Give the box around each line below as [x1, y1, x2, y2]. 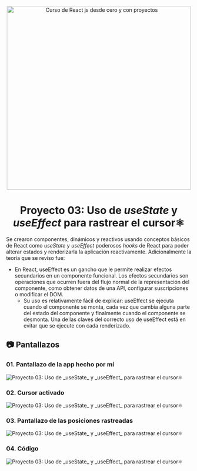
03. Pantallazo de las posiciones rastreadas [6, 416, 133, 425]
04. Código [6, 445, 39, 453]
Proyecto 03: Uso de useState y [19, 204, 178, 217]
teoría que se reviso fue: [6, 254, 65, 261]
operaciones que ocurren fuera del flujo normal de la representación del [14, 278, 190, 285]
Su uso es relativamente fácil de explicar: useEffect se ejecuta [23, 297, 175, 304]
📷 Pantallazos [6, 340, 60, 350]
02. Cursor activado [6, 388, 65, 396]
